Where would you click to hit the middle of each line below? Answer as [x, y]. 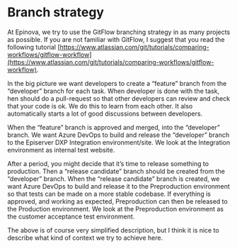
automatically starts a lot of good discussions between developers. [105, 114]
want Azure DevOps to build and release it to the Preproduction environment [118, 186]
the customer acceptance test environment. [71, 216]
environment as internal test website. [61, 150]
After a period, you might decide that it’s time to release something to [108, 163]
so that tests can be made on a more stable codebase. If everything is [109, 194]
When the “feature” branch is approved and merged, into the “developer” [114, 127]
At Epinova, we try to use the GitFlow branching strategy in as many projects [119, 32]
